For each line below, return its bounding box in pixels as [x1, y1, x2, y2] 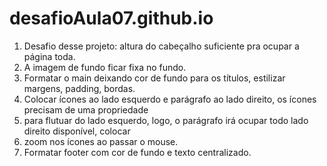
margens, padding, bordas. [23, 82, 136, 94]
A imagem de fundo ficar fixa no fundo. [23, 61, 187, 73]
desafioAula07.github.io [9, 7, 214, 30]
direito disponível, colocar [23, 125, 131, 137]
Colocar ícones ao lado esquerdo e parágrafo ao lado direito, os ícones [23, 93, 317, 105]
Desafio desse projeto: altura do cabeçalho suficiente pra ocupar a [23, 40, 300, 52]
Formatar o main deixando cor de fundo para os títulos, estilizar [23, 72, 286, 84]
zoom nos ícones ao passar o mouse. [23, 135, 179, 147]
